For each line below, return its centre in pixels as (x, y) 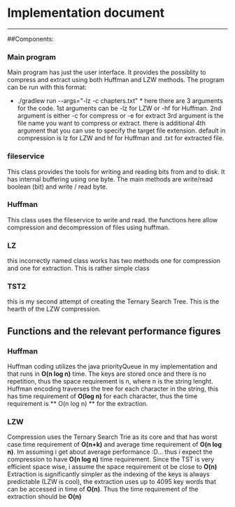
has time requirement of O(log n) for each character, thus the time (102, 396)
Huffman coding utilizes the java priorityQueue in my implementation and (113, 367)
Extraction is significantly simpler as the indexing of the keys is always (108, 474)
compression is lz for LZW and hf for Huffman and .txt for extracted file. (121, 138)
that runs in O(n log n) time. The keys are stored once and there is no (107, 374)
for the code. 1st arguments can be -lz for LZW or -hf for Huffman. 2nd (119, 108)
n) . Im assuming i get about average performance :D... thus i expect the (110, 452)
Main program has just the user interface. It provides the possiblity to (107, 72)
